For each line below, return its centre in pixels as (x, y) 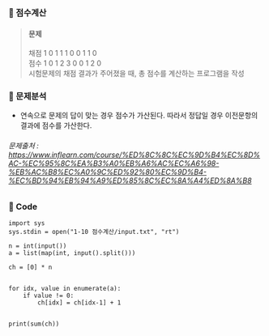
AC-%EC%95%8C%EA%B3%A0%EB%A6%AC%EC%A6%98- (114, 164)
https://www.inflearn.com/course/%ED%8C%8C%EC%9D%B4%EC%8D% (134, 155)
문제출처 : (23, 146)
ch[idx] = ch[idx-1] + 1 (79, 303)
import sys (27, 223)
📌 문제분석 (28, 96)
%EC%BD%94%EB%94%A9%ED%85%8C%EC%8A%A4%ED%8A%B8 (130, 181)
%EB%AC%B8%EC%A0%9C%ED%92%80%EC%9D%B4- (108, 172)
